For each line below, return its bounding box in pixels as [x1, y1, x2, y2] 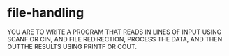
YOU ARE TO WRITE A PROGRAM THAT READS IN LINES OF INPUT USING [7, 28, 222, 36]
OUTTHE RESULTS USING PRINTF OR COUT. [7, 42, 138, 50]
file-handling [7, 5, 84, 21]
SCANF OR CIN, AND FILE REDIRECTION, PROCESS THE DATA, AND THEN [7, 35, 223, 43]
